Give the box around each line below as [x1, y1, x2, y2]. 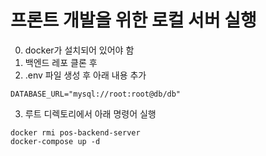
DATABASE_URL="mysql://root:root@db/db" [10, 89, 182, 99]
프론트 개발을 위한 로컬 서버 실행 [10, 9, 257, 32]
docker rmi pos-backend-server [10, 127, 141, 138]
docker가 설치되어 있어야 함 [24, 44, 135, 56]
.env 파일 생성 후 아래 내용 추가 [24, 69, 147, 81]
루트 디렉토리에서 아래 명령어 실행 [24, 107, 157, 120]
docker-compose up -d [10, 136, 101, 146]
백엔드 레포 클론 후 [24, 56, 98, 68]
